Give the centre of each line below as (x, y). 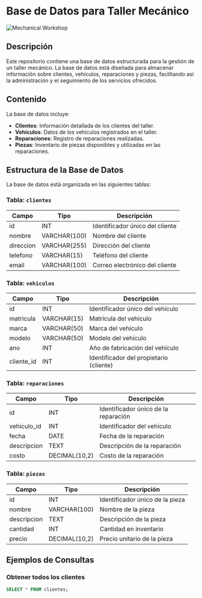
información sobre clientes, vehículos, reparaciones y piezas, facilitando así (100, 74)
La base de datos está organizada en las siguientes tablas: (79, 184)
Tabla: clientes (29, 200)
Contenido (26, 100)
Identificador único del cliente (134, 226)
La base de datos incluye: (38, 114)
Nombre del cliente (119, 235)
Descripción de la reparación (140, 446)
